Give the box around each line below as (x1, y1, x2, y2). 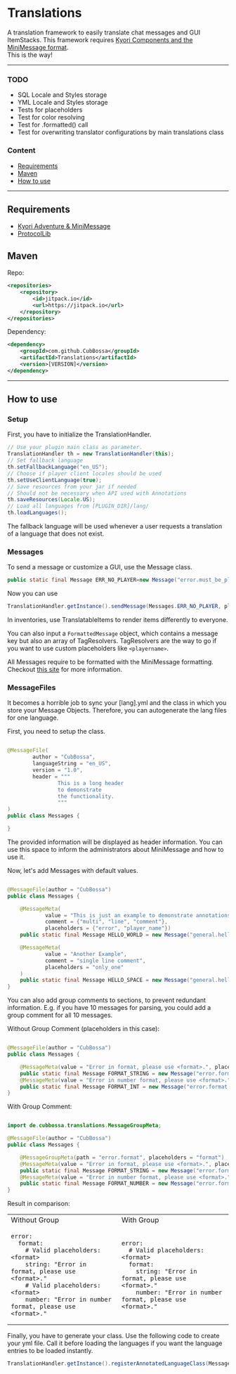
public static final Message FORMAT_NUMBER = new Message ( (20, 1180, 197, 1187)
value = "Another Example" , (44, 950, 128, 957)
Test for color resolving (17, 113, 86, 122)
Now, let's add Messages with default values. (7, 866, 138, 874)
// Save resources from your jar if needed (7, 483, 137, 490)
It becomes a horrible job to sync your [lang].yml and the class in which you (7, 699, 227, 707)
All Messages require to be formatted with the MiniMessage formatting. (7, 658, 214, 666)
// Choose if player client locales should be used (7, 469, 162, 477)
